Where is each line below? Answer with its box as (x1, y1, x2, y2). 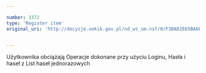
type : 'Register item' (6, 20, 64, 26)
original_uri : (6, 26, 43, 32)
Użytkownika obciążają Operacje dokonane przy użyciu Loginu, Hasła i (6, 53, 186, 61)
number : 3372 (6, 14, 40, 20)
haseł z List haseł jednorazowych (6, 60, 90, 67)
